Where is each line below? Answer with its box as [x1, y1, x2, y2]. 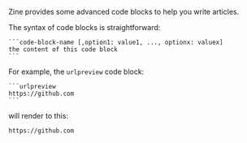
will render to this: [8, 111, 69, 120]
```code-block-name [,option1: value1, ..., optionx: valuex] [8, 38, 223, 46]
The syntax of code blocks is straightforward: [8, 23, 161, 32]
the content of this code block [8, 45, 118, 54]
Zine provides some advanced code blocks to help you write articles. [8, 7, 240, 16]
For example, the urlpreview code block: [8, 67, 145, 76]
